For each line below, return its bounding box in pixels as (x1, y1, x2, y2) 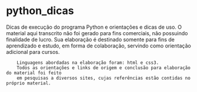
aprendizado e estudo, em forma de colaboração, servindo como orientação (6, 42, 191, 49)
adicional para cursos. (6, 48, 60, 55)
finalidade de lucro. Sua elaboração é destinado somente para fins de (6, 36, 175, 43)
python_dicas (6, 4, 75, 18)
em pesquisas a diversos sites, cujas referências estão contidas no (16, 75, 191, 81)
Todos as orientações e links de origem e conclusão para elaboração (16, 64, 191, 71)
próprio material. (6, 80, 51, 86)
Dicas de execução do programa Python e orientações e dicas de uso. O (6, 23, 182, 30)
